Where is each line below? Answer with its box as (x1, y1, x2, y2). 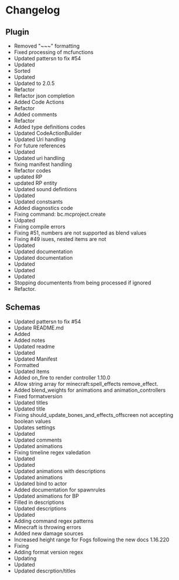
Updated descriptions (13, 505, 67, 512)
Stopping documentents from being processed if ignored (13, 279, 152, 286)
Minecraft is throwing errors (13, 523, 81, 531)
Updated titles (13, 399, 48, 406)
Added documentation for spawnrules (13, 486, 106, 493)
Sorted (13, 67, 30, 74)
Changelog (5, 4, 60, 17)
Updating (13, 555, 37, 562)
